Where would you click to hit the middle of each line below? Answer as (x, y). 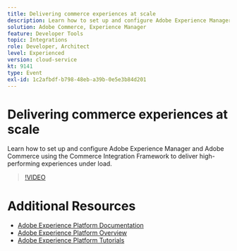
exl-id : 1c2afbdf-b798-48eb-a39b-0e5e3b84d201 (77, 79)
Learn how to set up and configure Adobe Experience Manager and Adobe (116, 149)
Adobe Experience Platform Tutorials (71, 240)
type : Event (25, 73)
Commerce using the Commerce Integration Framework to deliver (103, 157)
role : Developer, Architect (49, 47)
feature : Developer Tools (45, 33)
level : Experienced (36, 54)
